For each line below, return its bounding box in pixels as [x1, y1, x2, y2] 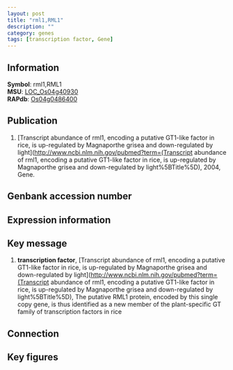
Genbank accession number [7, 190, 132, 202]
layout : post [7, 10, 45, 17]
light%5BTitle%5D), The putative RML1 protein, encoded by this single [17, 293, 218, 301]
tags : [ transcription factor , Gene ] [7, 36, 113, 43]
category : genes [7, 29, 54, 37]
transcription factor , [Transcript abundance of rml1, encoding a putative [17, 256, 225, 264]
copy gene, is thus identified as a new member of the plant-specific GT [17, 300, 221, 309]
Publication [7, 115, 58, 127]
